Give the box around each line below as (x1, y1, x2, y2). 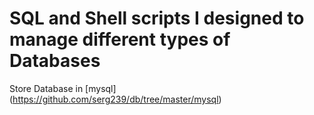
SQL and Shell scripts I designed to (9, 7, 305, 30)
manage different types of (9, 28, 231, 51)
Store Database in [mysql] (9, 82, 117, 94)
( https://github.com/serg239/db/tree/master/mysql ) (9, 93, 222, 105)
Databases (9, 50, 101, 72)
